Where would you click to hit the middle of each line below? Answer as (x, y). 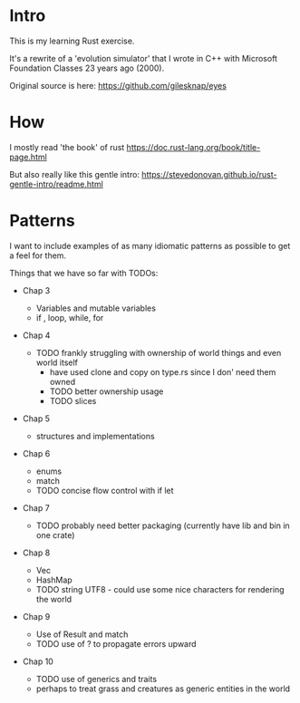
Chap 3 (36, 290)
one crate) (55, 534)
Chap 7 (36, 507)
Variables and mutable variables (96, 308)
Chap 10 (38, 661)
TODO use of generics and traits (96, 679)
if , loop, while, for (70, 317)
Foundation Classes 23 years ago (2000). (87, 68)
